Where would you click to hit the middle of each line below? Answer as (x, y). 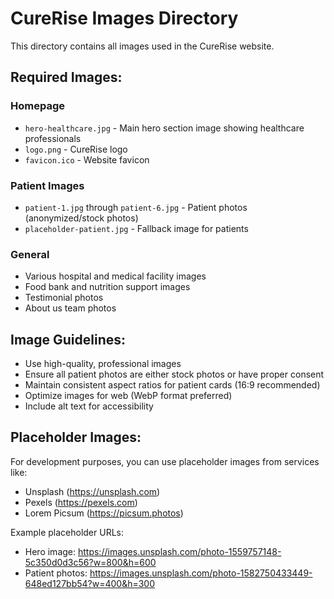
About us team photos (70, 308)
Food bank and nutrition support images (107, 287)
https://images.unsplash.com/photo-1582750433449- (201, 573)
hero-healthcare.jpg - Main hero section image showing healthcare (164, 128)
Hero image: (50, 551)
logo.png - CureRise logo (76, 149)
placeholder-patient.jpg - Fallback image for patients (136, 228)
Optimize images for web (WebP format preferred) (128, 396)
